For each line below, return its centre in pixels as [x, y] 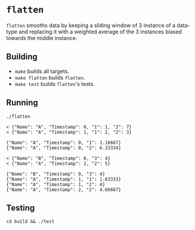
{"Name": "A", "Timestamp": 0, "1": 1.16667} [64, 142]
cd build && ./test [30, 222]
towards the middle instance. [42, 38]
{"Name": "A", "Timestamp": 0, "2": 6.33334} [64, 148]
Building [22, 57]
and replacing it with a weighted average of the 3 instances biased [100, 32]
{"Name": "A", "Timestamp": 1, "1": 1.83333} [64, 179]
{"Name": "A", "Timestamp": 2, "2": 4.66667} [64, 189]
